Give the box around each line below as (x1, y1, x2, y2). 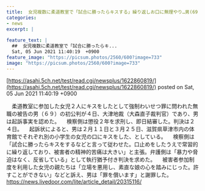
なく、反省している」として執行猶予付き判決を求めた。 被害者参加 (16, 156, 190, 163)
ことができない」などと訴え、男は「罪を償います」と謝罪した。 (11, 171, 172, 178)
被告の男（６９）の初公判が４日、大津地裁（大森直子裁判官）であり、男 (16, 110, 199, 117)
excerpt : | (6, 26, 34, 32)
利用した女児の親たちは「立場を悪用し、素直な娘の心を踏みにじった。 (16, 163, 193, 171)
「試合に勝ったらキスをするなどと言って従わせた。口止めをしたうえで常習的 (6, 140, 198, 148)
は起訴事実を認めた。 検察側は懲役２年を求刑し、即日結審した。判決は (6, 117, 190, 125)
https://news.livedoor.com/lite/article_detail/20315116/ (6, 178, 142, 185)
